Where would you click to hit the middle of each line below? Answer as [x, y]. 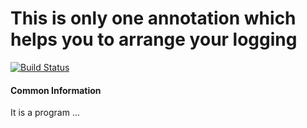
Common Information [56, 90]
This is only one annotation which [153, 18]
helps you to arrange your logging [154, 39]
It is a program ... [45, 113]
